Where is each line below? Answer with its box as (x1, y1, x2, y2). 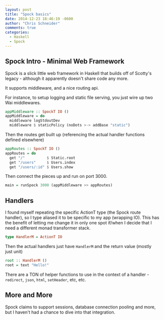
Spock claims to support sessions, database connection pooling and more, (5, 304, 156, 310)
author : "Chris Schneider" (5, 21, 60, 26)
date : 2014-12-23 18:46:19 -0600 (5, 16, 73, 21)
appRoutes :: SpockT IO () (5, 147, 60, 151)
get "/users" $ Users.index (9, 160, 76, 165)
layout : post (5, 7, 32, 12)
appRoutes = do (5, 150, 36, 156)
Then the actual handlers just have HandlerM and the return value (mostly (5, 244, 152, 249)
